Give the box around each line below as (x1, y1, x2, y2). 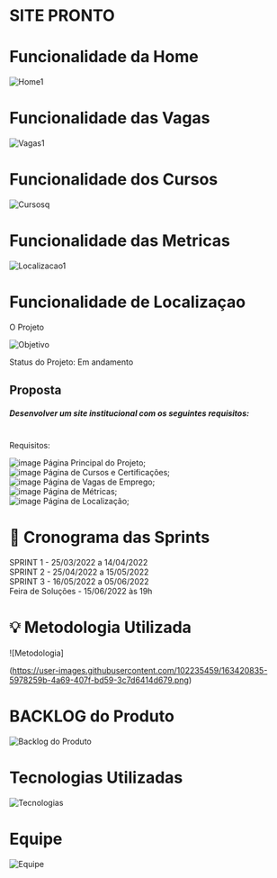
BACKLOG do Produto (9, 706, 175, 727)
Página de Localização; (43, 496, 130, 507)
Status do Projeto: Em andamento (9, 357, 134, 367)
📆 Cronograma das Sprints (9, 528, 210, 548)
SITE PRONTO (9, 5, 115, 26)
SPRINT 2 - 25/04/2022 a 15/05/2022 (9, 566, 149, 577)
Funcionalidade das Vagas (9, 108, 210, 129)
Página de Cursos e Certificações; (43, 467, 171, 478)
